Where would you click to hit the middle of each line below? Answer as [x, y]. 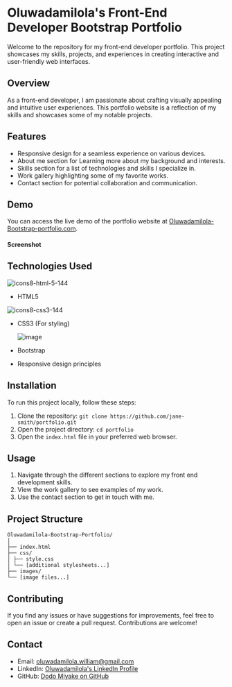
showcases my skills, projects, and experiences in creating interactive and [113, 54]
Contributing [35, 599]
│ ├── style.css [30, 559]
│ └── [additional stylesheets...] [59, 566]
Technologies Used [50, 266]
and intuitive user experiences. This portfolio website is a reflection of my [112, 107]
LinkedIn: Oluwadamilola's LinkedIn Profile [78, 668]
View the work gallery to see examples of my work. [90, 490]
